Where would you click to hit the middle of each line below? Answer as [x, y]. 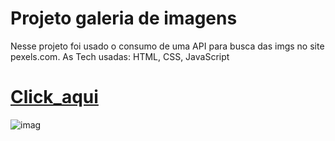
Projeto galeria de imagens [124, 18]
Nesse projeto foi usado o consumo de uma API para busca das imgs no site [167, 46]
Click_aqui [54, 97]
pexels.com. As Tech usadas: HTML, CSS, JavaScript [120, 56]
